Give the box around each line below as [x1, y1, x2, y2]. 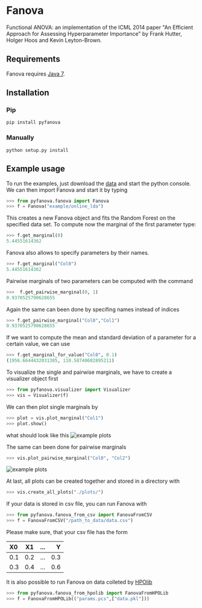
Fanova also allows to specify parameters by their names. [6, 249, 150, 257]
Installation [6, 88, 49, 98]
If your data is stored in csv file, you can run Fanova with [6, 500, 147, 508]
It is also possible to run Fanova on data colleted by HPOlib [6, 578, 153, 586]
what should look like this [6, 431, 69, 439]
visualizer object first [6, 375, 58, 382]
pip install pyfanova [6, 119, 61, 126]
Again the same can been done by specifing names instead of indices [6, 306, 180, 313]
